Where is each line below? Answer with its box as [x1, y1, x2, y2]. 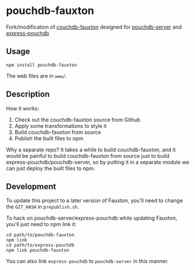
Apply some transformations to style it [14, 122, 107, 129]
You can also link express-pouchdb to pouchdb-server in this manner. [6, 258, 169, 265]
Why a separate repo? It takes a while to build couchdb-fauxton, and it [6, 146, 176, 153]
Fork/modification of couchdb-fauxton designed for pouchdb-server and [6, 23, 182, 30]
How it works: [6, 105, 40, 112]
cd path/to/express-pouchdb [6, 243, 75, 248]
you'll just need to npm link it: [6, 221, 77, 228]
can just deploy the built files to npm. [6, 165, 95, 172]
